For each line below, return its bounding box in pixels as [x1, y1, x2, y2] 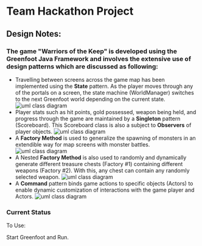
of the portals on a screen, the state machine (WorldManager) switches [15, 89, 195, 96]
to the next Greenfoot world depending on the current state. [15, 95, 165, 103]
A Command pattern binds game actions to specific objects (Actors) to [15, 179, 193, 187]
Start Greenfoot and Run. [6, 234, 69, 241]
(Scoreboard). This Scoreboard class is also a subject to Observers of [15, 121, 192, 129]
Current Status [6, 208, 51, 216]
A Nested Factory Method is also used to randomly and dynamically [15, 154, 187, 161]
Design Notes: [6, 29, 62, 39]
